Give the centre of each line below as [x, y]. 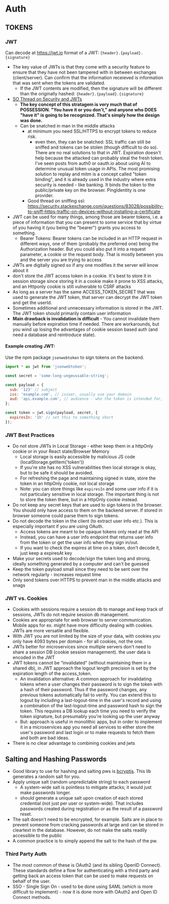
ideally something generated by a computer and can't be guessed [81, 564]
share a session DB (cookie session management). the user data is [81, 652]
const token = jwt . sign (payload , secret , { [52, 413]
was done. [31, 120]
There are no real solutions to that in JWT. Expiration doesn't [98, 152]
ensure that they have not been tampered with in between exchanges [84, 72]
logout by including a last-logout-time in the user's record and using [91, 700]
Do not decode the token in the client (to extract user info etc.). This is [85, 521]
